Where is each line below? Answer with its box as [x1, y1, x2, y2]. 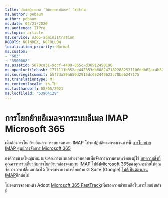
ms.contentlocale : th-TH [5, 81, 57, 86]
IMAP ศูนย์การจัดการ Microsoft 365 [5, 145, 71, 151]
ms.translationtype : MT [5, 77, 55, 82]
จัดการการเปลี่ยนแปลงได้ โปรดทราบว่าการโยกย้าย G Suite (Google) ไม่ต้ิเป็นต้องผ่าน [5, 167, 148, 173]
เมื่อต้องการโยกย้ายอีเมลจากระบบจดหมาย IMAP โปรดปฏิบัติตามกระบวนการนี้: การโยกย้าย [5, 140, 151, 146]
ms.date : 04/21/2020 [5, 21, 48, 26]
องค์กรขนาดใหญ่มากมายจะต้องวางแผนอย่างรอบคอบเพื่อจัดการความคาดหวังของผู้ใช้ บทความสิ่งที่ [5, 155, 161, 161]
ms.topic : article [5, 30, 43, 35]
